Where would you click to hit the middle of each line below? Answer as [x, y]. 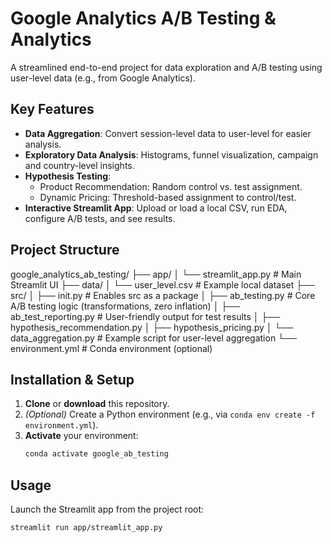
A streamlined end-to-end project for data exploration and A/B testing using [166, 67]
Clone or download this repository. [97, 404]
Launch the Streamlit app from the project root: [107, 509]
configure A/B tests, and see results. [100, 218]
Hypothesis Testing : [68, 176]
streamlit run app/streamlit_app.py [86, 528]
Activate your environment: [81, 436]
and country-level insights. [79, 165]
